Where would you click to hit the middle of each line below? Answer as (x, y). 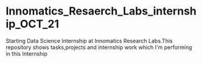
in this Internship (27, 53)
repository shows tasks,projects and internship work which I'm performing (99, 47)
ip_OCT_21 (32, 24)
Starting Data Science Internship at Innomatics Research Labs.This (89, 41)
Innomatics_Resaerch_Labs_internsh (101, 11)
